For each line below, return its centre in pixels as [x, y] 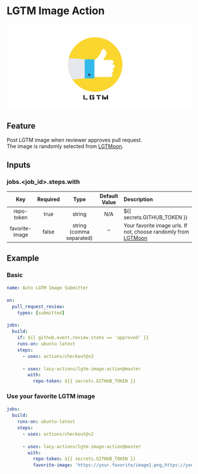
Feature [21, 126]
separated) [79, 238]
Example [23, 258]
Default [109, 196]
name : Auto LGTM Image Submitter [48, 288]
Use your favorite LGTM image [51, 396]
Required [49, 199]
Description [138, 199]
